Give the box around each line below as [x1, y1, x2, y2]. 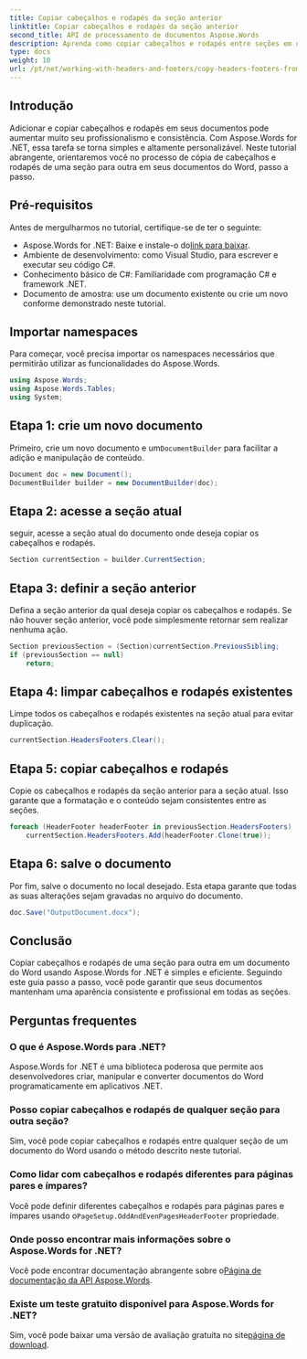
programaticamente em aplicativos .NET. [9, 1080, 163, 1092]
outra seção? [9, 1114, 69, 1127]
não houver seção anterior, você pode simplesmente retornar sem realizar [9, 614, 289, 625]
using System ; [9, 393, 64, 402]
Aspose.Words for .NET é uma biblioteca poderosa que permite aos [9, 1061, 264, 1072]
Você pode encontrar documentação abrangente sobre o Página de [9, 1265, 262, 1276]
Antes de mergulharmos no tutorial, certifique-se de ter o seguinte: [9, 221, 262, 233]
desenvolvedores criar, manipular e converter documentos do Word [9, 1071, 264, 1082]
